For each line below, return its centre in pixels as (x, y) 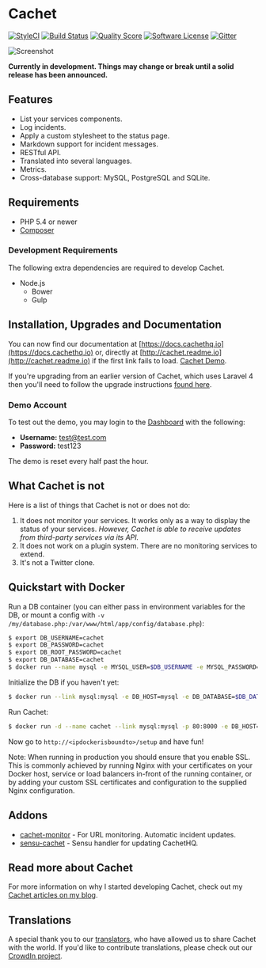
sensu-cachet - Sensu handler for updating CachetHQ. (109, 843)
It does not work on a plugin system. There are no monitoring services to (138, 545)
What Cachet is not (57, 486)
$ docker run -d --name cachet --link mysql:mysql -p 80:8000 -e (118, 726)
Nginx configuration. (42, 790)
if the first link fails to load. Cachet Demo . (160, 360)
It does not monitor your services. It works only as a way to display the (135, 520)
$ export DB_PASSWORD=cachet (56, 645)
